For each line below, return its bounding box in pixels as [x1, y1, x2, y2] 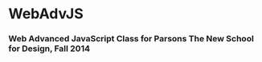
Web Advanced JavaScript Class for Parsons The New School [8, 33, 255, 45]
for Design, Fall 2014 [8, 43, 91, 54]
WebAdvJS [8, 5, 84, 23]
